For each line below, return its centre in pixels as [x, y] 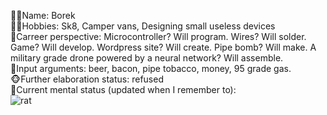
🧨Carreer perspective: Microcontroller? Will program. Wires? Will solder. [158, 36]
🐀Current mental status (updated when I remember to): [123, 89]
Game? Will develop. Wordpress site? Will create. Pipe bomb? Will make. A [163, 47]
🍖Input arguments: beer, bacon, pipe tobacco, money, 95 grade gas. [151, 68]
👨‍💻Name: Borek [43, 15]
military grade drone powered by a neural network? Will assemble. [147, 58]
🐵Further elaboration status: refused [87, 79]
